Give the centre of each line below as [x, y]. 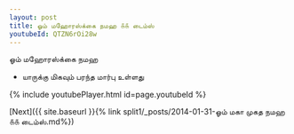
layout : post [33, 17]
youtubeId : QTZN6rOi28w [53, 34]
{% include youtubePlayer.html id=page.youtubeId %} [108, 95]
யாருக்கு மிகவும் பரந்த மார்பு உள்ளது [83, 77]
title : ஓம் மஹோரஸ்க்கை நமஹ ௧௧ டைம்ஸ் [82, 26]
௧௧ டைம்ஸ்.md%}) [42, 122]
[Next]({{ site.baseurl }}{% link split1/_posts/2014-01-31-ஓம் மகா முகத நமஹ [147, 112]
